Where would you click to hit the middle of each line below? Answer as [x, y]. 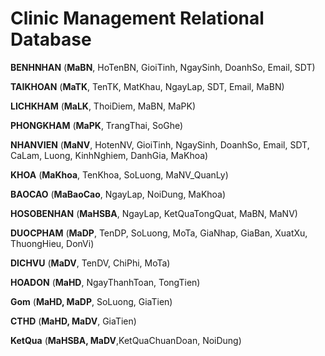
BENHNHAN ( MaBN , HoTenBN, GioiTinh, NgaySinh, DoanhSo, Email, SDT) [163, 67]
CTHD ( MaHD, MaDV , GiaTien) [73, 321]
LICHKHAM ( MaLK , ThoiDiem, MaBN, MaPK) [103, 106]
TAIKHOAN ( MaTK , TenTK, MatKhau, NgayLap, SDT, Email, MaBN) [147, 86]
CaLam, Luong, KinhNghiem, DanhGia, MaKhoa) [109, 155]
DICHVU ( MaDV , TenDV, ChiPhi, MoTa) [90, 263]
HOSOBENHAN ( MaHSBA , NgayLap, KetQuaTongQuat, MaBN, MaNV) [154, 213]
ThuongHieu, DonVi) [52, 243]
